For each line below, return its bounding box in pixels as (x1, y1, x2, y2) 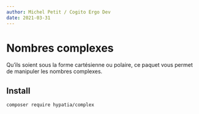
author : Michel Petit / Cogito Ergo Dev (6, 9, 111, 15)
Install (6, 85, 31, 96)
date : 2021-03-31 (6, 15, 51, 21)
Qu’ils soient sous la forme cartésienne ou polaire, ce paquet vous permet (6, 61, 193, 69)
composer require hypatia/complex (6, 102, 95, 108)
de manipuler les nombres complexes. (6, 68, 103, 75)
